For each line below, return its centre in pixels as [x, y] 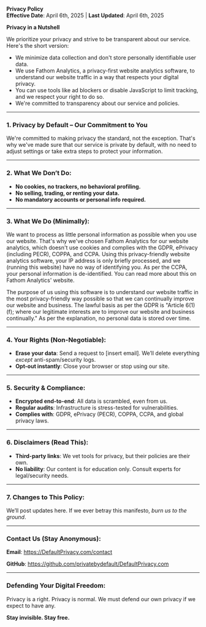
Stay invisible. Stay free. [38, 617]
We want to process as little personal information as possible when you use [102, 234]
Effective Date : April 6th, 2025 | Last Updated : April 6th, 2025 [85, 15]
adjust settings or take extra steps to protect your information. [85, 151]
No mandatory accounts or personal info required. [80, 200]
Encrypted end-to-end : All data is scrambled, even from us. [91, 401]
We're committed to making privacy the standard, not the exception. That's [101, 138]
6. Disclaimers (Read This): [48, 443]
